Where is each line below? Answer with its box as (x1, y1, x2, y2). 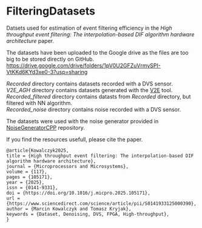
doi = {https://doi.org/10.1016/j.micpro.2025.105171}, (6, 190, 150, 196)
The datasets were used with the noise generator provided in (6, 117, 159, 125)
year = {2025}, (6, 179, 45, 186)
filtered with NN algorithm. (6, 99, 73, 107)
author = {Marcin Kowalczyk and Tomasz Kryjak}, (6, 206, 132, 212)
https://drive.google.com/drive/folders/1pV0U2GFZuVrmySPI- (6, 62, 161, 69)
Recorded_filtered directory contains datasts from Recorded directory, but (6, 93, 191, 100)
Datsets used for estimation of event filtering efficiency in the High (6, 24, 172, 32)
